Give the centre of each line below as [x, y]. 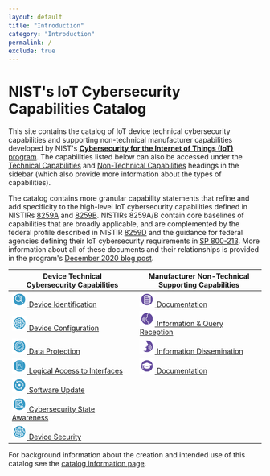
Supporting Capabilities [198, 284]
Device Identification [63, 304]
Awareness [30, 418]
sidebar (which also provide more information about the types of [115, 174]
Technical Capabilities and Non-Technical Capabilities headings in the [124, 166]
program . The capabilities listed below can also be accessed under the [125, 157]
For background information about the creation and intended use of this [127, 454]
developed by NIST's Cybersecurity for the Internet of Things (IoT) [121, 148]
